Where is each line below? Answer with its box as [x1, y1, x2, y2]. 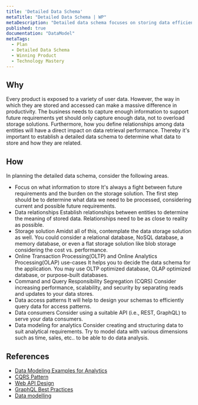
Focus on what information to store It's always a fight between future [14, 184, 183, 191]
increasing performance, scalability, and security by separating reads [14, 284, 184, 291]
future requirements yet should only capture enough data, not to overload [6, 115, 185, 122]
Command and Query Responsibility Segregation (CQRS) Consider [14, 278, 177, 285]
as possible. [14, 221, 44, 228]
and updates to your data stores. [14, 290, 94, 298]
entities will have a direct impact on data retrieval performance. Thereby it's [6, 127, 190, 134]
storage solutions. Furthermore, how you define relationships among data [6, 120, 184, 128]
